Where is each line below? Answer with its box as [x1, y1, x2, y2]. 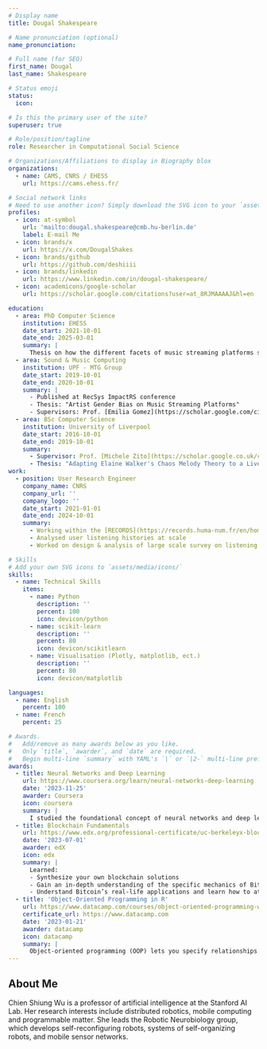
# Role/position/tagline [8, 135, 91, 143]
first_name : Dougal [8, 63, 73, 71]
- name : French [15, 710, 66, 719]
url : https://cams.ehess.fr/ [22, 179, 119, 187]
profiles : [8, 209, 41, 217]
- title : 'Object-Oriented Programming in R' [15, 895, 169, 904]
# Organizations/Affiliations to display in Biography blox [8, 157, 212, 166]
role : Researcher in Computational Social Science [8, 143, 180, 151]
